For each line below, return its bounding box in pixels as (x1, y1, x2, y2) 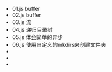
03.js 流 (12, 19, 31, 26)
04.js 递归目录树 (12, 26, 53, 33)
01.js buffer (12, 5, 41, 12)
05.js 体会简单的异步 (12, 34, 64, 41)
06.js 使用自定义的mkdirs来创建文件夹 (12, 41, 107, 48)
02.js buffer (12, 11, 41, 19)
